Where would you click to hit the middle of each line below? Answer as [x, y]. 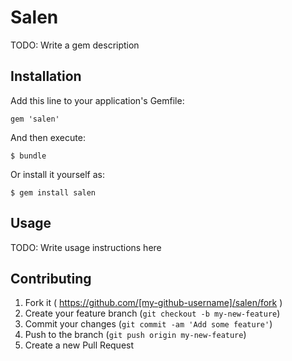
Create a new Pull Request [79, 345]
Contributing [51, 278]
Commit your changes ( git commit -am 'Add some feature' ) [148, 324]
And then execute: [48, 137]
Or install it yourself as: [57, 174]
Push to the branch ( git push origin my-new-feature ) [135, 335]
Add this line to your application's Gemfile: [97, 100]
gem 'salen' [35, 119]
